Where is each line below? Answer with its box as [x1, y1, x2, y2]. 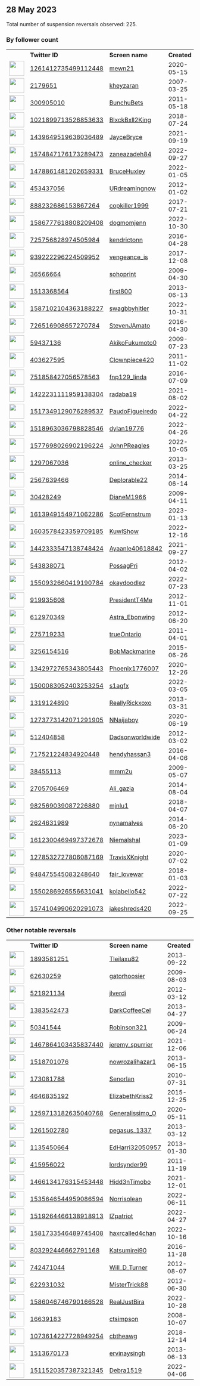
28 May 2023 [6, 5, 57, 15]
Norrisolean [109, 1195, 142, 1204]
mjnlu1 [109, 802, 129, 810]
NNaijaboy [109, 716, 139, 724]
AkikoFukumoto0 [109, 339, 157, 347]
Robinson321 [109, 1023, 148, 1032]
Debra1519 [109, 1366, 142, 1375]
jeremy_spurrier [109, 1041, 153, 1049]
